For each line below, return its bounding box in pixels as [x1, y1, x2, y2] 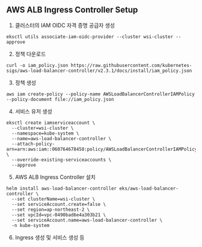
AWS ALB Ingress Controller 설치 [14, 173, 96, 181]
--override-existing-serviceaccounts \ [11, 156, 112, 162]
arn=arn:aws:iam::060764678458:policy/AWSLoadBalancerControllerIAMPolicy [6, 146, 198, 152]
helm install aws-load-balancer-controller [6, 185, 117, 191]
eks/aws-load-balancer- [119, 185, 179, 191]
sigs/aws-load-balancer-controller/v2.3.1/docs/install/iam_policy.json [6, 68, 192, 74]
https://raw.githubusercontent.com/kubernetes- [70, 62, 192, 68]
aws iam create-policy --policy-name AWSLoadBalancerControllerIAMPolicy [6, 91, 195, 97]
